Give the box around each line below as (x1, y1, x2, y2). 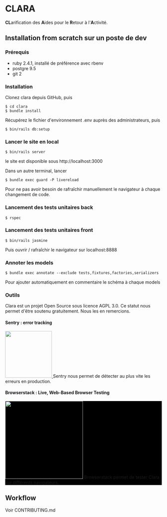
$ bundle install (5, 108, 41, 113)
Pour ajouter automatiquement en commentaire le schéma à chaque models (5, 279, 161, 285)
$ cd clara (5, 104, 28, 109)
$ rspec (5, 215, 21, 220)
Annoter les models (5, 259, 54, 266)
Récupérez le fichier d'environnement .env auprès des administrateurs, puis (5, 117, 161, 123)
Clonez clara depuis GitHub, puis (5, 94, 73, 100)
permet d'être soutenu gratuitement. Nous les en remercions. (5, 308, 131, 314)
